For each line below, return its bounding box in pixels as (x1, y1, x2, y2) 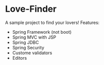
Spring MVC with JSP (12, 34, 56, 40)
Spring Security (12, 44, 45, 50)
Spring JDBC (12, 39, 39, 45)
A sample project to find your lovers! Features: (5, 20, 100, 25)
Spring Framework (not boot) (12, 29, 72, 35)
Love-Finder (5, 3, 57, 15)
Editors (12, 55, 27, 61)
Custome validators (12, 50, 52, 56)
